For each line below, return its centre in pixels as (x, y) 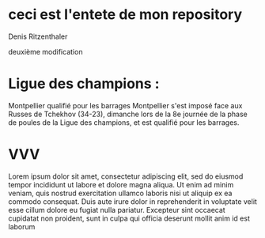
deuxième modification (45, 51)
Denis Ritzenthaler (38, 36)
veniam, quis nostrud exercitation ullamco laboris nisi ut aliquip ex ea (120, 193)
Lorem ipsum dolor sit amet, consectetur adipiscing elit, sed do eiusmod (126, 176)
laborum (22, 226)
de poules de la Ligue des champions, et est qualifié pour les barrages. (124, 122)
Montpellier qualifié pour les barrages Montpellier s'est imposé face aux (125, 105)
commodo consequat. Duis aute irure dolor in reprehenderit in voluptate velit (132, 201)
